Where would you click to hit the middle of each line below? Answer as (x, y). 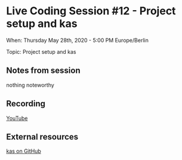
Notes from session (43, 71)
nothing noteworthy (30, 85)
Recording (26, 104)
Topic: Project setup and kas (41, 51)
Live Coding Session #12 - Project (91, 11)
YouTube (17, 118)
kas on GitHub (24, 151)
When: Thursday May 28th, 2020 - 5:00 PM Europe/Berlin (78, 40)
